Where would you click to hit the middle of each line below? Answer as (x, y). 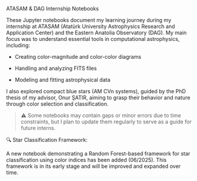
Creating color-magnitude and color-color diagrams (78, 57)
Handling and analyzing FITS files (55, 68)
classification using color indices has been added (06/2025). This (87, 160)
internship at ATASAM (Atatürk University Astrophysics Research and (90, 26)
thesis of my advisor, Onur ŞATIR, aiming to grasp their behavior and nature (99, 98)
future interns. (38, 128)
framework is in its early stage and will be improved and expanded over (93, 166)
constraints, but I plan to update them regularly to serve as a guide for (106, 122)
